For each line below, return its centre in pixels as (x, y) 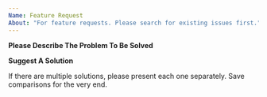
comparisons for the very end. (58, 84)
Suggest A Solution (41, 61)
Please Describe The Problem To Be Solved (81, 45)
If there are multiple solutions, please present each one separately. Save (126, 76)
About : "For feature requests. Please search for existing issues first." (135, 23)
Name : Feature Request (46, 15)
